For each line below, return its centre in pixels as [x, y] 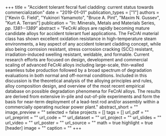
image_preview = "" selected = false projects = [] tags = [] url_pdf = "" [77, 112]
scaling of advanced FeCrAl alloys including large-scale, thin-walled [75, 65]
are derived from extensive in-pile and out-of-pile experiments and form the [83, 96]
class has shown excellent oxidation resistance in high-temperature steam [81, 39]
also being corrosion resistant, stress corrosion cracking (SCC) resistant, [80, 49]
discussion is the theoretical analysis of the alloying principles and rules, [79, 81]
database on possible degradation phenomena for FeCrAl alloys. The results [83, 91]
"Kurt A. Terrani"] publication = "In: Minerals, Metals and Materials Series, [80, 23]
